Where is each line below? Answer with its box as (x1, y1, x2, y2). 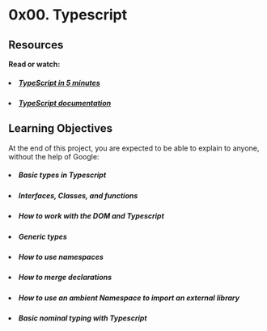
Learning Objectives (8, 121, 113, 135)
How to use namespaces (19, 252, 104, 261)
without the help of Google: (8, 151, 100, 161)
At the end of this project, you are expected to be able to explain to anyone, (8, 143, 260, 153)
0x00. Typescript (8, 6, 128, 24)
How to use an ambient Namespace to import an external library (19, 293, 240, 303)
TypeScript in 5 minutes (19, 78, 101, 87)
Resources (8, 38, 64, 52)
